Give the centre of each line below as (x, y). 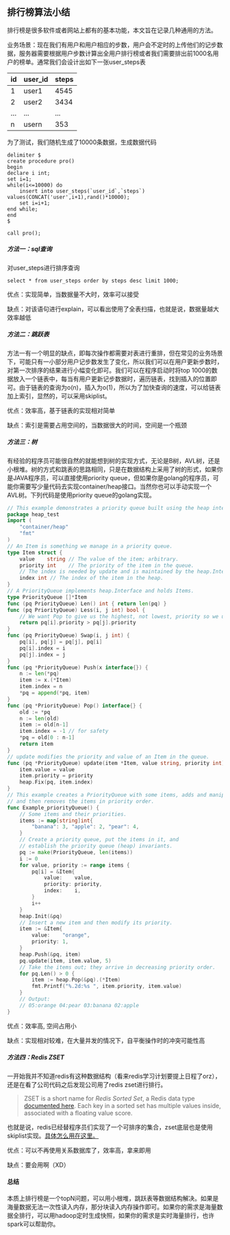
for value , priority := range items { (75, 865)
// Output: (35, 999)
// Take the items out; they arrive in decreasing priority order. (117, 967)
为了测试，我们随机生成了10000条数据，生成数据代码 (82, 142)
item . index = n (41, 687)
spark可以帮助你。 (33, 1224)
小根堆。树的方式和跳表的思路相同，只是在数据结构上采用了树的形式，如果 (112, 469)
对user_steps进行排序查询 (43, 268)
